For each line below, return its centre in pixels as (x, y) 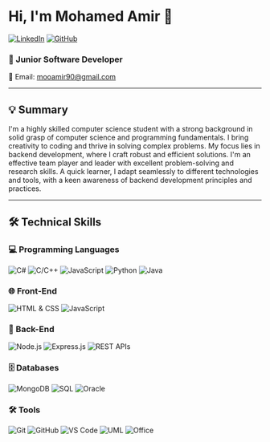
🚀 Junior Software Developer (65, 59)
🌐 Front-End (33, 290)
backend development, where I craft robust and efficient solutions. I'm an (130, 155)
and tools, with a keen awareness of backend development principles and (130, 180)
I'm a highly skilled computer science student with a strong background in (131, 129)
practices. (25, 189)
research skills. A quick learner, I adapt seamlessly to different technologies (133, 172)
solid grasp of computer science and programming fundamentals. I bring (129, 138)
